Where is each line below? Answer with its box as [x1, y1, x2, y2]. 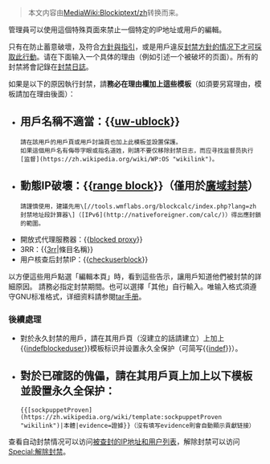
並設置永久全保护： [19, 385, 116, 398]
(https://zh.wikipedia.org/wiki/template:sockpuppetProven [19, 413, 223, 421]
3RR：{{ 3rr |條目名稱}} [19, 244, 94, 254]
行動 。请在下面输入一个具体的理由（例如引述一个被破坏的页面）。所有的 [22, 52, 259, 61]
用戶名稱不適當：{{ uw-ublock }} [19, 115, 181, 128]
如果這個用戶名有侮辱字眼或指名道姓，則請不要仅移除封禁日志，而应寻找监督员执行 [19, 146, 254, 155]
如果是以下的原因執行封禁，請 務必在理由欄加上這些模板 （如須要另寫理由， [8, 79, 255, 88]
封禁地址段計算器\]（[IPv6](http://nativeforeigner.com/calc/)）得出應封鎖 [19, 210, 261, 219]
